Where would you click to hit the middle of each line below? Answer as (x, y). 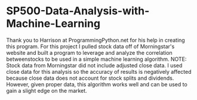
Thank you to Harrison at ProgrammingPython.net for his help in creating (96, 40)
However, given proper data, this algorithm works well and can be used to (97, 84)
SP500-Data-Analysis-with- (78, 11)
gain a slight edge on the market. (47, 90)
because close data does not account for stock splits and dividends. (90, 78)
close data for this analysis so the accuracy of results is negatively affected (99, 71)
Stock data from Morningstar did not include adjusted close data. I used (94, 65)
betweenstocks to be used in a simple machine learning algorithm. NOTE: (96, 59)
